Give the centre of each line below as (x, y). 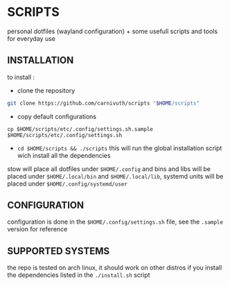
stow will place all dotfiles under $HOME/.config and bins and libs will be (109, 169)
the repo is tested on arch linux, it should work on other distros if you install (115, 268)
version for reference (37, 229)
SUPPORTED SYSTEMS (59, 251)
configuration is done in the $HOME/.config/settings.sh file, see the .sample (115, 222)
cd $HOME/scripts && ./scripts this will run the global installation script (120, 148)
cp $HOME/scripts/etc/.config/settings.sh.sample (80, 129)
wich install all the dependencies (64, 155)
